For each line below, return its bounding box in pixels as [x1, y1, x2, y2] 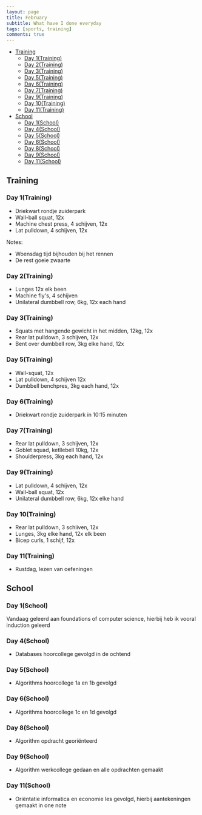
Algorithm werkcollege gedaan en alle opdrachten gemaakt [15, 766, 164, 774]
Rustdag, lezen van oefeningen [15, 566, 93, 573]
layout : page [6, 8, 39, 15]
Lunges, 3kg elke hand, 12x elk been [15, 530, 107, 537]
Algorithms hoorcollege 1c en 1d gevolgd [15, 708, 117, 715]
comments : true [6, 32, 45, 38]
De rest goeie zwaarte [15, 256, 71, 264]
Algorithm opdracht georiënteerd [15, 737, 98, 745]
